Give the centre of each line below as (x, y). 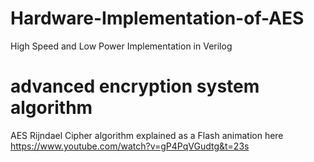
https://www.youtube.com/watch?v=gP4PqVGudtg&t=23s (130, 146)
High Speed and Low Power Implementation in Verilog (121, 46)
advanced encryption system (135, 86)
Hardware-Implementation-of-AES (157, 18)
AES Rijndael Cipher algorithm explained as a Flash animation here (147, 135)
